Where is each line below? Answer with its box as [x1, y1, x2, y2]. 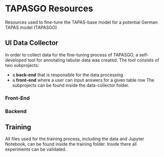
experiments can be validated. [5, 146, 66, 153]
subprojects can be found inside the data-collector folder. [12, 82, 130, 88]
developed [5, 57, 27, 63]
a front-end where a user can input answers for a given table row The [12, 77, 155, 83]
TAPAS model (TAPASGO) [5, 24, 58, 30]
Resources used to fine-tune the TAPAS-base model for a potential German [5, 19, 158, 25]
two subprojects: [5, 62, 39, 68]
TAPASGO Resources [5, 3, 94, 14]
